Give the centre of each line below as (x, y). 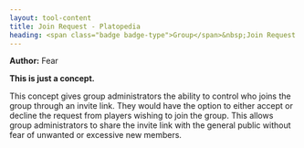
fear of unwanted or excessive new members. (96, 135)
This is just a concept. (52, 79)
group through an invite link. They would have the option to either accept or (152, 106)
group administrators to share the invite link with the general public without (150, 125)
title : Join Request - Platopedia (75, 26)
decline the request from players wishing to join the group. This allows (142, 116)
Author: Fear (34, 61)
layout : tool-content (51, 18)
